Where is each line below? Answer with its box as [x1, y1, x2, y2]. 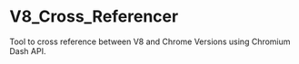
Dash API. [9, 45, 46, 56]
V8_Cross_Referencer [9, 6, 179, 27]
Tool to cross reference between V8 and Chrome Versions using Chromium [9, 36, 291, 47]
